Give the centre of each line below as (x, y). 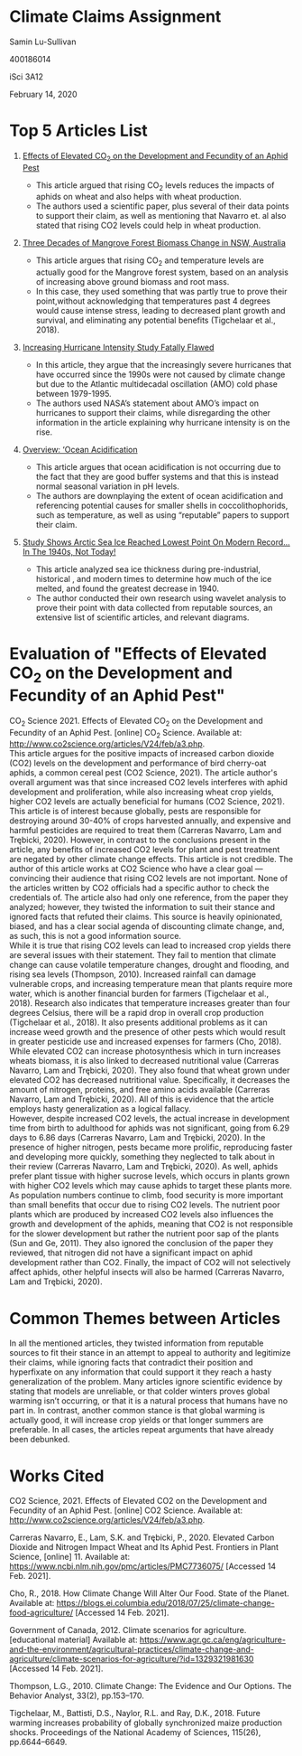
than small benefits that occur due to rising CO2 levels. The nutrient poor (145, 1205)
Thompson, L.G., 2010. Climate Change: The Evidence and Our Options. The (151, 1686)
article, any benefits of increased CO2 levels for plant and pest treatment (145, 850)
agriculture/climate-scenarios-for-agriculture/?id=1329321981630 (132, 1659)
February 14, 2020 (44, 94)
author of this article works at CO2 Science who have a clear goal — (136, 869)
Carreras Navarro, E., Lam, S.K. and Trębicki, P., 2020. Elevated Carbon (142, 1537)
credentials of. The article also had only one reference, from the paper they (149, 897)
